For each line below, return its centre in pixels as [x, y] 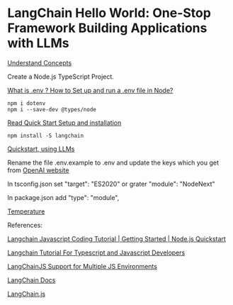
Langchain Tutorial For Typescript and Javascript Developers [96, 253]
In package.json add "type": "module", [63, 197]
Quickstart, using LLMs [41, 149]
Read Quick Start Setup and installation [64, 123]
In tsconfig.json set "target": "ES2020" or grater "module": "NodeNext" [111, 184]
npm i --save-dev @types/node [52, 109]
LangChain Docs [32, 280]
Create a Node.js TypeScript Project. [61, 77]
